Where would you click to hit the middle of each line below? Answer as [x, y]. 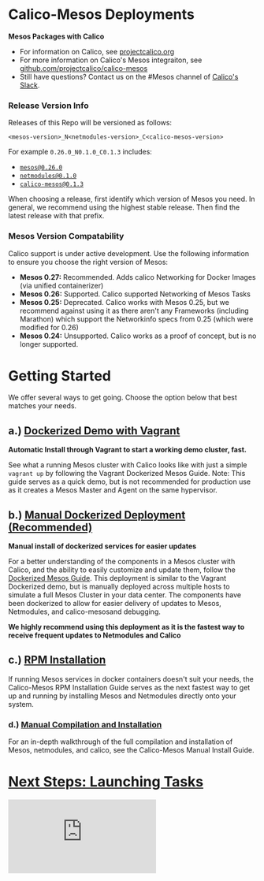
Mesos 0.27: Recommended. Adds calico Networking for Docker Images [138, 277]
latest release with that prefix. [56, 216]
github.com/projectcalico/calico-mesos [84, 68]
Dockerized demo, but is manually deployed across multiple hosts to [119, 587]
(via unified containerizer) [61, 285]
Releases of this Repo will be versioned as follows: [90, 123]
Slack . [30, 85]
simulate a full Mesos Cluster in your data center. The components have [125, 595]
